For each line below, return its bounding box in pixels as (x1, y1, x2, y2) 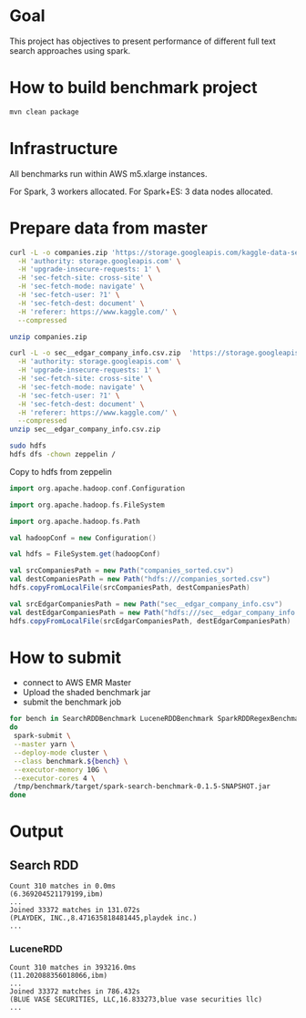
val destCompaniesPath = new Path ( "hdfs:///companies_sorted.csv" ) (9, 575, 271, 584)
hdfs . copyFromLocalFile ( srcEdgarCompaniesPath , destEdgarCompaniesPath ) (9, 616, 291, 625)
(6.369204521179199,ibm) (9, 889, 104, 899)
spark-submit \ (13, 731, 71, 741)
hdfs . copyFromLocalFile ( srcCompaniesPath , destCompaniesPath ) (9, 583, 250, 592)
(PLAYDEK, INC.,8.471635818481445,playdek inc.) (9, 913, 198, 923)
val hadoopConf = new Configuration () (9, 533, 157, 542)
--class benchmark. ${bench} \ (13, 756, 128, 766)
